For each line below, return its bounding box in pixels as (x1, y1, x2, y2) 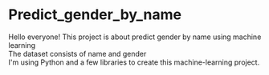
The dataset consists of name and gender (8, 49, 147, 58)
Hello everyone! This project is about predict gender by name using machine (8, 32, 262, 41)
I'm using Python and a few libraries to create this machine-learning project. (8, 57, 260, 67)
